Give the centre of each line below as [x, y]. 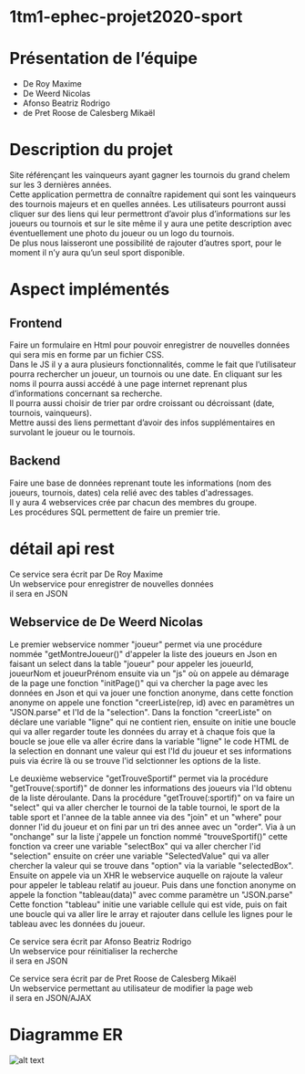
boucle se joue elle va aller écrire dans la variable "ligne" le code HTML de [149, 741]
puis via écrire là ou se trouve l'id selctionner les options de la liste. [135, 760]
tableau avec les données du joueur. [77, 923]
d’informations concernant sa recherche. [86, 393]
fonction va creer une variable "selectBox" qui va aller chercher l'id [135, 846]
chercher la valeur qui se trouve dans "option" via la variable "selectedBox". [152, 865]
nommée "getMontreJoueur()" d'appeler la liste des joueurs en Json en [143, 653]
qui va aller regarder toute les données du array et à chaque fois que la [142, 731]
